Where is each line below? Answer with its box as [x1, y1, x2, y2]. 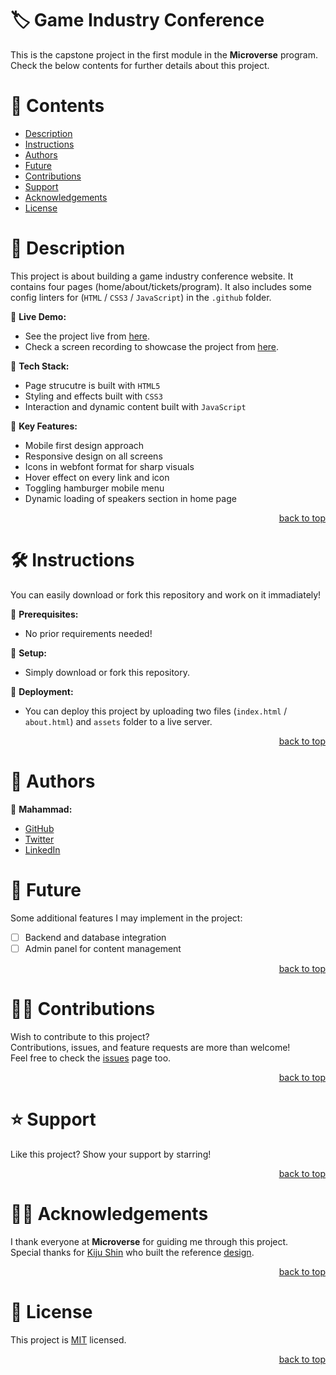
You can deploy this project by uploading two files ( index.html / [24, 705, 288, 717]
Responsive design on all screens [24, 450, 163, 462]
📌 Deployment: [10, 685, 74, 697]
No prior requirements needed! [24, 627, 153, 639]
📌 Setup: [10, 647, 47, 659]
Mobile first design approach [24, 439, 145, 451]
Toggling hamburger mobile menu [24, 482, 165, 494]
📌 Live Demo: [10, 310, 67, 322]
